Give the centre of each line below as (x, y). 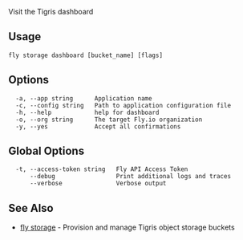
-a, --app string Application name (84, 98)
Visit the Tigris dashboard (51, 12)
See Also (31, 208)
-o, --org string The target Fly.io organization (109, 120)
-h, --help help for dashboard (87, 112)
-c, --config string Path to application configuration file (123, 105)
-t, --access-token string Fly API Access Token (102, 169)
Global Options (47, 151)
